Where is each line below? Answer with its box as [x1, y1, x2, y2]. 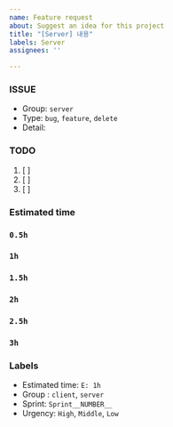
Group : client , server [21, 389, 105, 400]
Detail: [21, 122, 46, 133]
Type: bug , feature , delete [21, 113, 118, 124]
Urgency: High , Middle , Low [21, 408, 119, 419]
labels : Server [9, 37, 66, 47]
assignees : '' [9, 46, 62, 55]
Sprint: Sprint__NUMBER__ [21, 399, 113, 409]
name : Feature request [9, 12, 93, 22]
